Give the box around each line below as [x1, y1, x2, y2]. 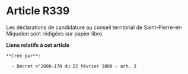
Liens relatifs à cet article [6, 41, 70, 49]
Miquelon [6, 30, 30, 37]
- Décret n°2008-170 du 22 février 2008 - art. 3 [11, 63, 136, 69]
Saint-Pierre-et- [144, 24, 183, 31]
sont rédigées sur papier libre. [30, 30, 104, 37]
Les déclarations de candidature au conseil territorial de [6, 24, 143, 31]
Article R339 [6, 4, 70, 18]
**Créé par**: [6, 53, 42, 59]
